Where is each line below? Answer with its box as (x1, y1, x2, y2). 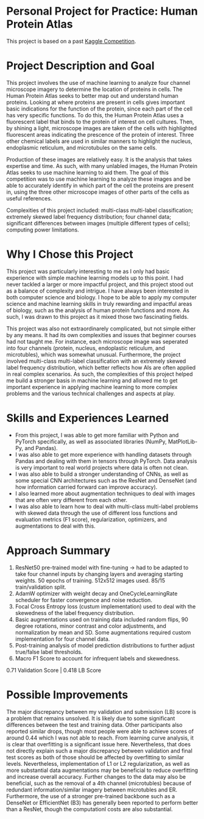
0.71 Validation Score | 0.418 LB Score (6, 666, 102, 674)
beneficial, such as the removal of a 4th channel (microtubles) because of (6, 779, 192, 787)
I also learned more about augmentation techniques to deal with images (15, 490, 195, 497)
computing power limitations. (6, 226, 79, 233)
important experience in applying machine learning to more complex (6, 383, 178, 390)
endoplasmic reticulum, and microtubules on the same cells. (6, 144, 157, 151)
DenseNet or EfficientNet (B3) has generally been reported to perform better (6, 799, 199, 806)
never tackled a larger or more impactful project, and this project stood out (6, 280, 194, 288)
